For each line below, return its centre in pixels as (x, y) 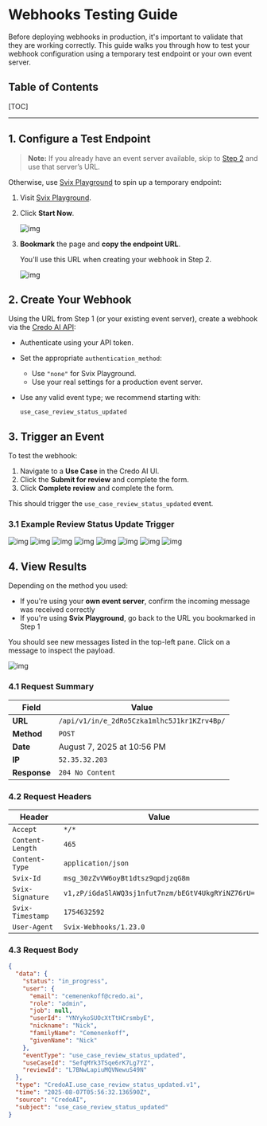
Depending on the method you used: (68, 586)
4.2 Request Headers (50, 796)
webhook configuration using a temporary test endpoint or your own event (130, 53)
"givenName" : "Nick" (63, 1040)
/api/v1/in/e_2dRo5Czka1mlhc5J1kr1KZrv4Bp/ (142, 720)
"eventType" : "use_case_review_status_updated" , (104, 1055)
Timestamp (31, 916)
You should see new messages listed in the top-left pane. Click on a (119, 642)
